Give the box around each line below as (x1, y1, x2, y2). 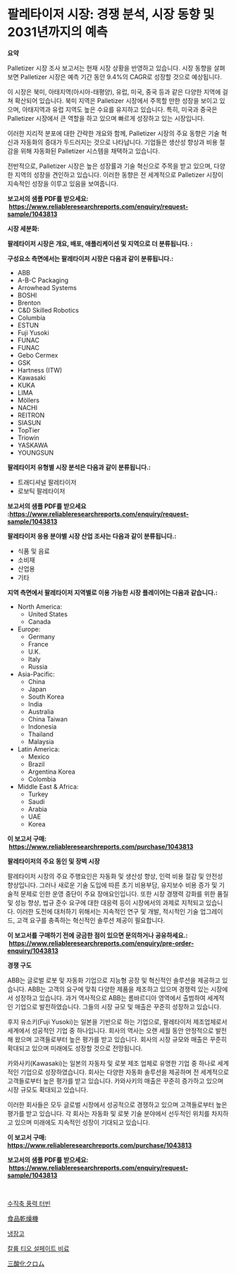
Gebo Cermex (17, 351, 58, 359)
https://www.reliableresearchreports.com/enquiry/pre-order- (8, 939, 194, 947)
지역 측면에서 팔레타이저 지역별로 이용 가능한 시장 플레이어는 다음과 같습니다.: (7, 588, 218, 596)
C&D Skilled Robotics (17, 306, 80, 314)
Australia (27, 707, 54, 716)
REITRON (17, 411, 45, 419)
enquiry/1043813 (7, 947, 58, 955)
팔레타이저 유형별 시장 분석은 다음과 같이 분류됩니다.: (7, 463, 151, 471)
